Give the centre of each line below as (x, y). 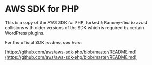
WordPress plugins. (25, 33)
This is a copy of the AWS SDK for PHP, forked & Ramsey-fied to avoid (76, 22)
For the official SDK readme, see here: (44, 42)
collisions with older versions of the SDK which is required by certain (75, 27)
